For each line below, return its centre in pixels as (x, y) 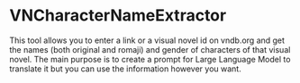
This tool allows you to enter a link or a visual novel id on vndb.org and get (147, 40)
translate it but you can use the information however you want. (125, 69)
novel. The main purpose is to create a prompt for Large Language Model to (150, 59)
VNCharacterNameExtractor (118, 16)
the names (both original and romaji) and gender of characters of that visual (150, 49)
